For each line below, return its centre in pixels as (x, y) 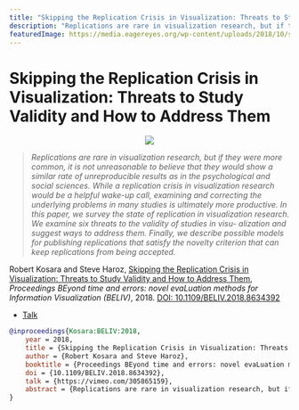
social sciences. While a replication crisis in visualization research (153, 186)
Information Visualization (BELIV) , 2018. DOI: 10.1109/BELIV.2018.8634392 (145, 298)
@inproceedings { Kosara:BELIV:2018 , (75, 332)
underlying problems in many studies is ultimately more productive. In (159, 205)
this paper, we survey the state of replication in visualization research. (160, 214)
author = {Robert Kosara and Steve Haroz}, (107, 356)
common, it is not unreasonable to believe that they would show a (152, 167)
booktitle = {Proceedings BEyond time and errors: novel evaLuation (155, 365)
